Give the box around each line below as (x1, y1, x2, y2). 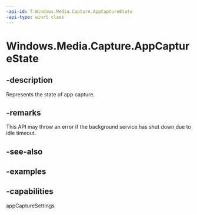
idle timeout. (6, 130, 36, 137)
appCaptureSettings (6, 202, 55, 209)
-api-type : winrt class (6, 14, 65, 20)
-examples (6, 167, 46, 177)
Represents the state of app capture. (6, 90, 95, 98)
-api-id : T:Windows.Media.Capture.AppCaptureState (6, 8, 133, 15)
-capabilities (6, 186, 54, 197)
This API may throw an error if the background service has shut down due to (6, 123, 191, 130)
